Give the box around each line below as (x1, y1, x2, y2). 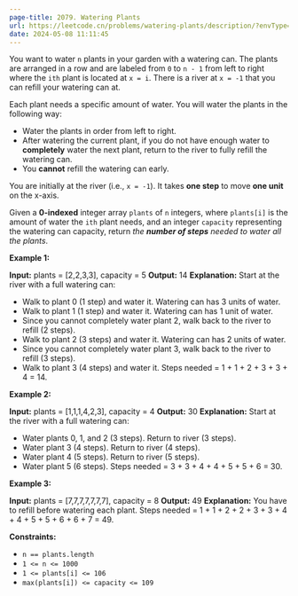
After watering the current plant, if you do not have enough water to (21, 135, 271, 146)
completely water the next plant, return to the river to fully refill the (21, 145, 268, 155)
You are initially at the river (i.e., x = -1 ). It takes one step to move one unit (9, 181, 284, 192)
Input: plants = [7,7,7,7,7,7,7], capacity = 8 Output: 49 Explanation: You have (9, 496, 287, 506)
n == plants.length (21, 551, 95, 560)
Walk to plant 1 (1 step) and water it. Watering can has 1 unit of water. (21, 306, 273, 317)
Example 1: (9, 253, 51, 263)
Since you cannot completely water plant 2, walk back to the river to (21, 316, 271, 326)
